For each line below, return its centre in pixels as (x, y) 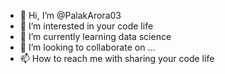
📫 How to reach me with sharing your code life (117, 58)
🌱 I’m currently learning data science (95, 36)
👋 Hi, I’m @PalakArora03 (70, 15)
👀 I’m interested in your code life (86, 26)
